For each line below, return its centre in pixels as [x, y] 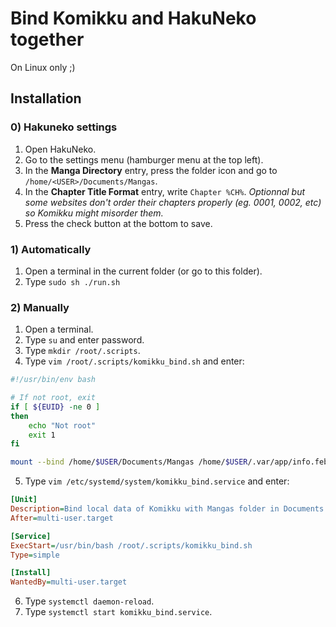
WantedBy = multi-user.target [69, 582]
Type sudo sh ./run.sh [72, 281]
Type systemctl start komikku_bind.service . [118, 612]
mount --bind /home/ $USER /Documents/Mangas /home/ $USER [129, 462]
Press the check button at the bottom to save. [118, 223]
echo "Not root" [62, 425]
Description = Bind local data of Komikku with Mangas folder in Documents [167, 509]
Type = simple [35, 555]
